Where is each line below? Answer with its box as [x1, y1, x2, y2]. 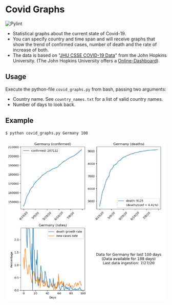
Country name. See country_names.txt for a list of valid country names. [12, 96, 163, 102]
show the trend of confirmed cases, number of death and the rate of [12, 41, 157, 47]
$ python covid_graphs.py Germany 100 [5, 130, 88, 136]
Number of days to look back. [12, 101, 76, 107]
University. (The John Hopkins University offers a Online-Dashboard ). [12, 57, 160, 63]
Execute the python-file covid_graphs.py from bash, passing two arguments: [5, 86, 166, 92]
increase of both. [12, 47, 49, 53]
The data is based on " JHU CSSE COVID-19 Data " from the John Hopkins [12, 52, 167, 58]
